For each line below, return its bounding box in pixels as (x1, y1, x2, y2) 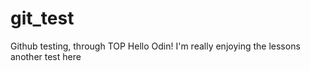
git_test (10, 7, 75, 30)
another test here (10, 50, 82, 62)
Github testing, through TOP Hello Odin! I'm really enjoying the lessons (10, 40, 301, 52)
